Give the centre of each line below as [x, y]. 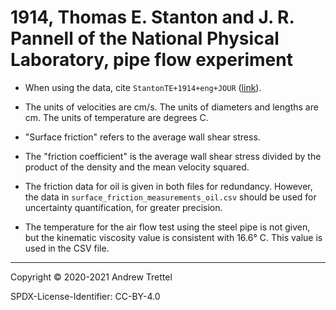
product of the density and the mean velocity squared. [137, 167]
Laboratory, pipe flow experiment [151, 60]
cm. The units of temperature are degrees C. [116, 117]
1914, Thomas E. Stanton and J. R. [152, 17]
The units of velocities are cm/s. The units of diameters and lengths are [171, 107]
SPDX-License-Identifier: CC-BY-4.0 [85, 296]
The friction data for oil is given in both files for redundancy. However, [168, 186]
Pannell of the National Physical [145, 38]
